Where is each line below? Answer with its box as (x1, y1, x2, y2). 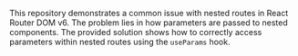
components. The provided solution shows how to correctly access (9, 27, 262, 37)
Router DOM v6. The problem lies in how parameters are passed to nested (9, 17, 289, 28)
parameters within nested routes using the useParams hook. (9, 36, 231, 47)
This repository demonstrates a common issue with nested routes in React (9, 8, 289, 18)
